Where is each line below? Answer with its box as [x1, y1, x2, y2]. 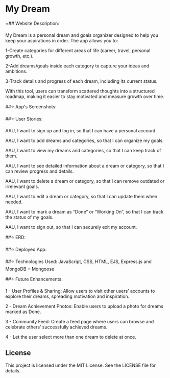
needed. [5, 199, 23, 205]
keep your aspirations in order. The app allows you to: [5, 37, 118, 43]
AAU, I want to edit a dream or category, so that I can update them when [5, 193, 158, 199]
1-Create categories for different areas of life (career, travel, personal [5, 47, 151, 54]
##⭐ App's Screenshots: [5, 103, 57, 110]
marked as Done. [5, 309, 41, 315]
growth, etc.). [5, 53, 34, 59]
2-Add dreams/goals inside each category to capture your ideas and [5, 62, 150, 69]
